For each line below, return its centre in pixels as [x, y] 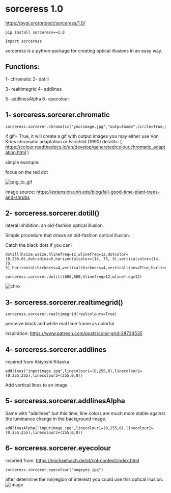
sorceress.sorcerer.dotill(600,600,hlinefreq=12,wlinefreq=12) [74, 277]
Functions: [23, 67]
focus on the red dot [27, 172]
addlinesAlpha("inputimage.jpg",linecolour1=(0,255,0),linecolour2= [79, 428]
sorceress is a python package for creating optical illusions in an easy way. [84, 50]
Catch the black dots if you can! [39, 245]
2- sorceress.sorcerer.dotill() [52, 213]
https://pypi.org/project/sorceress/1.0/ [45, 23]
